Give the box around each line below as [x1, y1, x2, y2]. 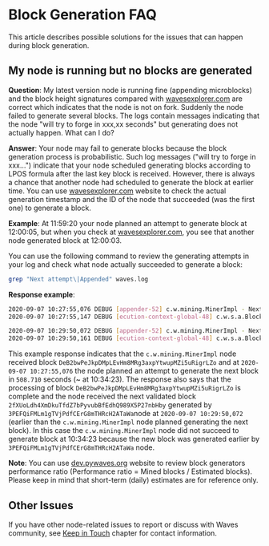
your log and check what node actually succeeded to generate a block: [8, 259, 243, 269]
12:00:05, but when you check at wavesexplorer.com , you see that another [8, 227, 255, 237]
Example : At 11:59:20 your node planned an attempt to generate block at [8, 218, 247, 228]
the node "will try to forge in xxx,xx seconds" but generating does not [8, 119, 239, 129]
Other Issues [8, 499, 74, 512]
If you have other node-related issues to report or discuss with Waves [8, 520, 239, 529]
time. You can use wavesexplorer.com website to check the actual [8, 186, 227, 196]
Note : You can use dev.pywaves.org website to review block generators [8, 459, 246, 468]
